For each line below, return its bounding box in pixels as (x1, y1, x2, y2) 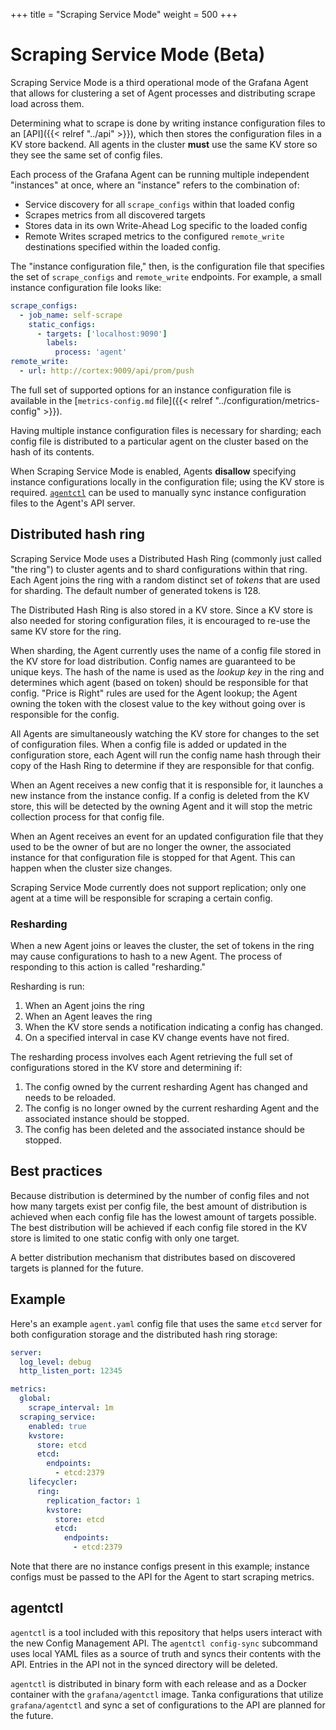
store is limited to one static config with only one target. (10, 1232, 240, 1244)
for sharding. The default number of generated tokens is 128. (10, 584, 262, 596)
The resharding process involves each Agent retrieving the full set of (10, 1051, 293, 1063)
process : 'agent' (54, 347, 128, 358)
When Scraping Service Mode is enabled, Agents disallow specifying (10, 465, 297, 477)
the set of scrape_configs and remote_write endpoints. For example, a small (10, 270, 322, 283)
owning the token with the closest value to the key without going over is (10, 697, 306, 709)
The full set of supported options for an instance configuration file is (10, 384, 292, 396)
